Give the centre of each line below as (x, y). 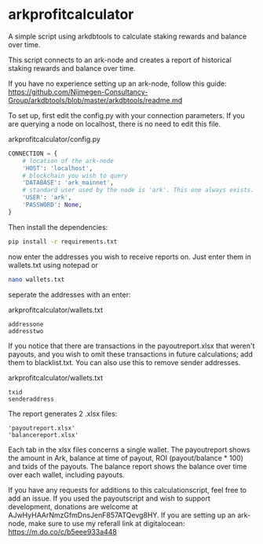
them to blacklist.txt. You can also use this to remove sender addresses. (124, 362)
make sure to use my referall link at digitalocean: (107, 523)
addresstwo (26, 331)
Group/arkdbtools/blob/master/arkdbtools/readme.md (95, 100)
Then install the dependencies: (58, 227)
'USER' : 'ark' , (47, 198)
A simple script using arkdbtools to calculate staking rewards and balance (128, 36)
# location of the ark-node (68, 161)
